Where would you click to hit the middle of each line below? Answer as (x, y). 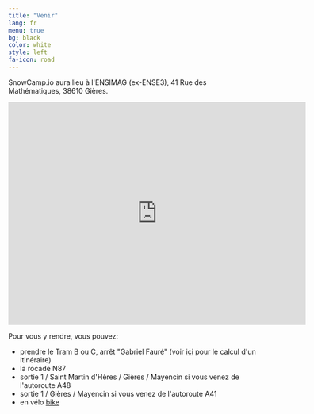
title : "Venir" (33, 15)
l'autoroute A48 (45, 385)
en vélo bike (40, 402)
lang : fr (23, 23)
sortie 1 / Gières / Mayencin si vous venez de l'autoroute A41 (118, 393)
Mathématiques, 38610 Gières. (58, 90)
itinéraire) (35, 360)
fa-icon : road (32, 60)
